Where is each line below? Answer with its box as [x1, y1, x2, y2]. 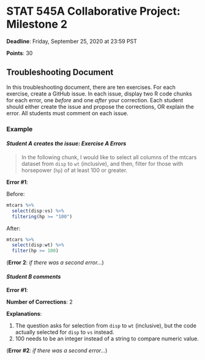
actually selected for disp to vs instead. [15, 329, 114, 336]
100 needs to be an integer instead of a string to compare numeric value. [15, 335, 199, 342]
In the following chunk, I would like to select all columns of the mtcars [21, 153, 197, 160]
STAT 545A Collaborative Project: [6, 4, 181, 18]
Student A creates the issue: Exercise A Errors [6, 140, 127, 148]
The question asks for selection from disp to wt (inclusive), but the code [15, 322, 197, 329]
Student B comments [6, 272, 61, 280]
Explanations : [6, 310, 42, 318]
